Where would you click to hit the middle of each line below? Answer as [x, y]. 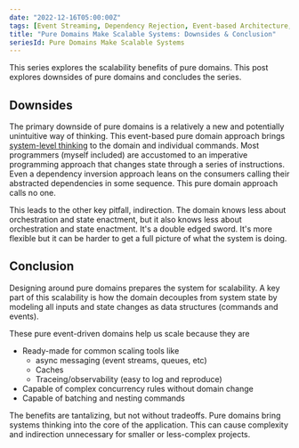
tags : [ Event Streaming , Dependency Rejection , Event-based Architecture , [151, 26]
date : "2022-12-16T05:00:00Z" [65, 17]
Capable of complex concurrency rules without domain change [137, 388]
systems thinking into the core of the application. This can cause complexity [149, 425]
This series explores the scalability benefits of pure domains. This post [139, 68]
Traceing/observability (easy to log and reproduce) [129, 379]
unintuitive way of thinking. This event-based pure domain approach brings [147, 136]
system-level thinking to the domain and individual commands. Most [134, 146]
